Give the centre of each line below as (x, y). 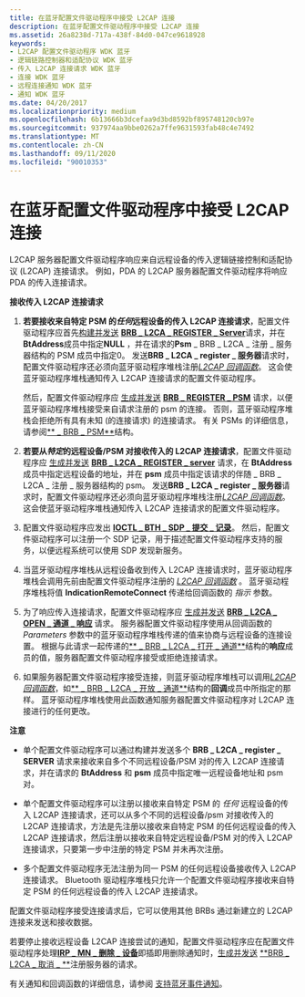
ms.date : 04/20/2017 (49, 103)
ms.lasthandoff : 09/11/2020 (63, 153)
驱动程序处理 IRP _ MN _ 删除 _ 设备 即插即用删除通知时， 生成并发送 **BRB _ (149, 953)
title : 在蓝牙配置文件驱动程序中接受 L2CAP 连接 (92, 18)
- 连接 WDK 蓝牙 (37, 78)
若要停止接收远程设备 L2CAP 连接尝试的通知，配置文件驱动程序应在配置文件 (152, 941)
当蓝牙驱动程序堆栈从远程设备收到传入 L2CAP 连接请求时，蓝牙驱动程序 (158, 570)
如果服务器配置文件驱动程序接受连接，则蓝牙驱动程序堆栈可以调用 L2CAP (159, 677)
